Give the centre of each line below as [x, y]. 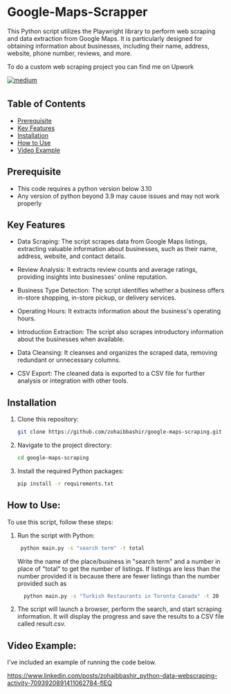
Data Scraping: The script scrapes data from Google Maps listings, [112, 241]
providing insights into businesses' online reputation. [92, 277]
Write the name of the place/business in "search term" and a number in [119, 561]
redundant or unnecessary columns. [69, 360]
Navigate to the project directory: [64, 445]
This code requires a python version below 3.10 [84, 188]
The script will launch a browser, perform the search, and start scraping [119, 609]
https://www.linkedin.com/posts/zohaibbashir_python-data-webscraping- [112, 676]
